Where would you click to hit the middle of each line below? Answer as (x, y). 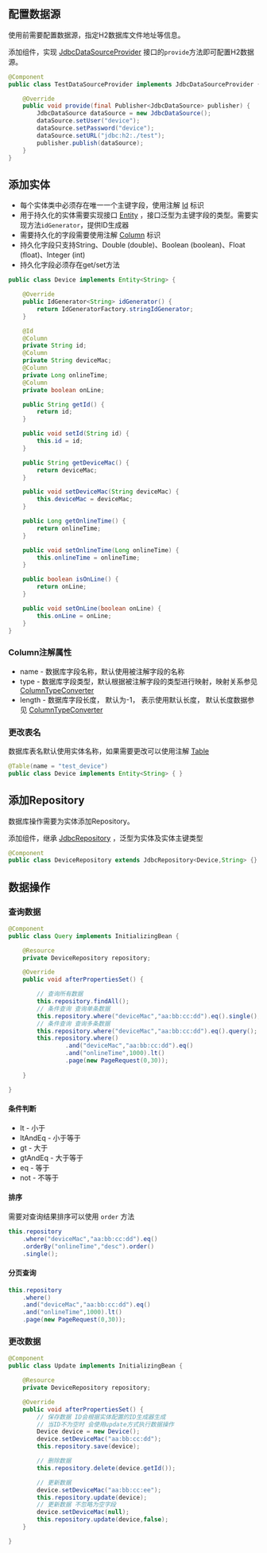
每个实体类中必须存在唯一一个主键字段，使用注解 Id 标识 (112, 205)
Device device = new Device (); (89, 1432)
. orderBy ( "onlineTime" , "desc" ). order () (89, 1246)
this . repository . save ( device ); (89, 1446)
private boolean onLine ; (64, 390)
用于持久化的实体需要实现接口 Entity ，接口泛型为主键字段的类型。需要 (135, 215)
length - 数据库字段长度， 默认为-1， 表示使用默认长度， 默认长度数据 (133, 699)
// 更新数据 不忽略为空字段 (77, 1505)
